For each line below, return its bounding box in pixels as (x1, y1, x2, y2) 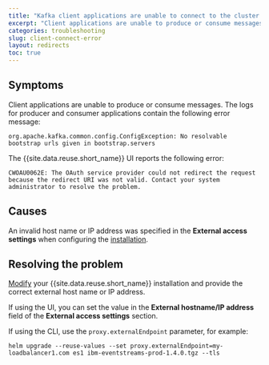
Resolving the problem (8, 258, 124, 271)
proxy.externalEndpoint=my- (130, 342, 224, 351)
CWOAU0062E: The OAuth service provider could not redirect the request (8, 169, 256, 177)
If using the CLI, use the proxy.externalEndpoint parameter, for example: (8, 327, 248, 336)
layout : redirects (8, 42, 70, 50)
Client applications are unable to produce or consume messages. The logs (8, 99, 254, 109)
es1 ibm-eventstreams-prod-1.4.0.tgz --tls (72, 349, 220, 357)
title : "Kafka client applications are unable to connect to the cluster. (8, 11, 263, 20)
